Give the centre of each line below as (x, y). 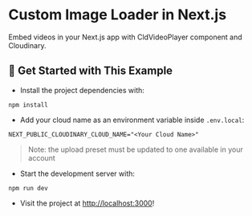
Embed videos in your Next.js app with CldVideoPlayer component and (125, 37)
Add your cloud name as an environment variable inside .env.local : (132, 120)
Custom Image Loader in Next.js (118, 15)
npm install (28, 105)
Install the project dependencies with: (82, 90)
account (42, 157)
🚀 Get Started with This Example (91, 71)
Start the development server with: (77, 173)
